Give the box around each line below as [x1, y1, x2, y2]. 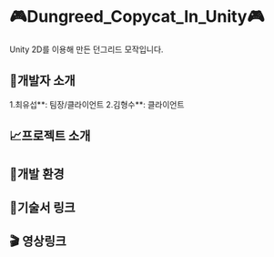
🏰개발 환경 [9, 166, 66, 181]
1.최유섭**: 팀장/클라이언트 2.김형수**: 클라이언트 [9, 98, 185, 109]
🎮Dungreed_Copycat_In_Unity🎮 [9, 6, 265, 27]
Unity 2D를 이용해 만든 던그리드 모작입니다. [9, 44, 164, 55]
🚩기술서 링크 [9, 200, 76, 215]
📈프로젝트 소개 [9, 128, 91, 144]
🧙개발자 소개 [9, 73, 76, 88]
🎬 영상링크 [9, 233, 66, 250]
